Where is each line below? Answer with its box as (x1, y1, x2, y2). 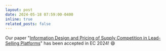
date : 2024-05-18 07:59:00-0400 (5, 12, 73, 17)
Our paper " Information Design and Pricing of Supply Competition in (5, 35, 148, 41)
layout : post (5, 7, 33, 12)
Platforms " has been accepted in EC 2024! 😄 (20, 40, 115, 46)
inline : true (5, 16, 33, 21)
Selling (5, 40, 20, 46)
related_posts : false (5, 21, 51, 26)
